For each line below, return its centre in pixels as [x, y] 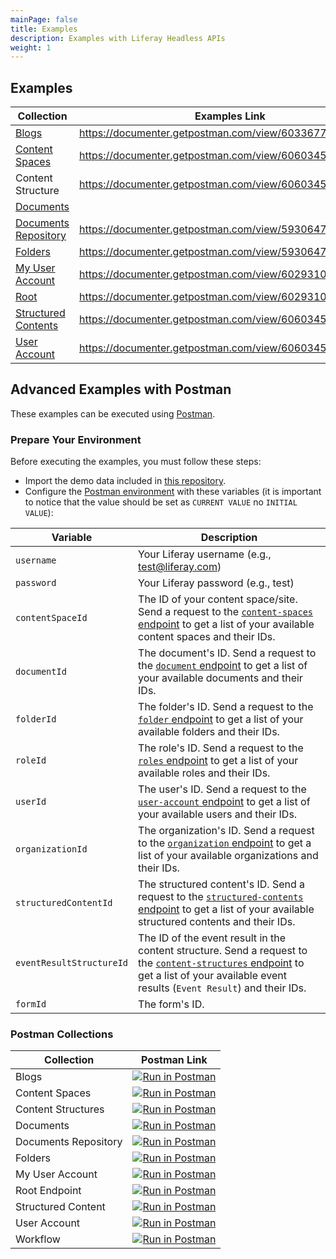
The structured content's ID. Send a [222, 884]
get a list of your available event [212, 976]
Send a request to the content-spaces [225, 612]
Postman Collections [62, 1034]
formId [31, 1004]
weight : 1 [31, 47]
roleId [31, 760]
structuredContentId [64, 903]
